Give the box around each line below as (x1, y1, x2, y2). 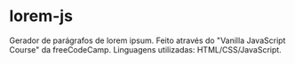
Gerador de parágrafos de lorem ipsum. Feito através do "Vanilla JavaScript (9, 35, 286, 46)
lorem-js (9, 6, 74, 26)
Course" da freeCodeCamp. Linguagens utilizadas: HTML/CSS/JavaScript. (9, 44, 282, 54)
